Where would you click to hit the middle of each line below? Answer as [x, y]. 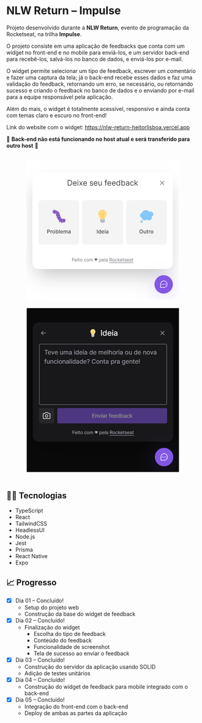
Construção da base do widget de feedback [80, 614]
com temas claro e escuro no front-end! [57, 115]
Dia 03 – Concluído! [40, 660]
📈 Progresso [32, 583]
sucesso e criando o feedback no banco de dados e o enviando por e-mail [100, 90]
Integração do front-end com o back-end [76, 706]
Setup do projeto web [52, 607]
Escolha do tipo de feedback [69, 634]
